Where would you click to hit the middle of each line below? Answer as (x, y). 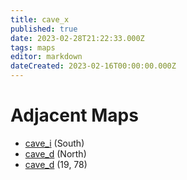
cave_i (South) (54, 143)
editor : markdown (46, 57)
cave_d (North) (55, 153)
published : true (44, 29)
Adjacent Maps (74, 115)
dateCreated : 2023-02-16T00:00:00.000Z (93, 66)
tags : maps (33, 47)
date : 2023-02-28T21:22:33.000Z (77, 38)
